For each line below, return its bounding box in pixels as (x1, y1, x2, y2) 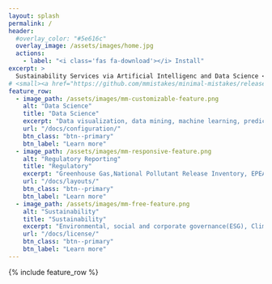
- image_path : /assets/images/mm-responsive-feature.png (15, 147, 212, 155)
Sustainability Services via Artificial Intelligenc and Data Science (15, 72, 259, 80)
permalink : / (8, 19, 53, 28)
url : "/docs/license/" (23, 230, 100, 239)
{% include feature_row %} (8, 267, 99, 277)
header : (8, 27, 35, 35)
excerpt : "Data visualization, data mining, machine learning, (23, 117, 241, 125)
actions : (15, 49, 45, 57)
